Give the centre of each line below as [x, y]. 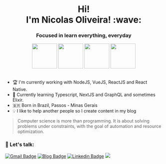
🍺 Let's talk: [20, 144]
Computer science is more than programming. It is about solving [83, 121]
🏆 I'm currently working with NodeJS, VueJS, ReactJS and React [80, 82]
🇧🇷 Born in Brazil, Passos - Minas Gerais [55, 105]
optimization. [31, 131]
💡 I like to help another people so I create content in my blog [74, 111]
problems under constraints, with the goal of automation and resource [89, 126]
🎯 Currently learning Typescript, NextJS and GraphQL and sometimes [84, 95]
